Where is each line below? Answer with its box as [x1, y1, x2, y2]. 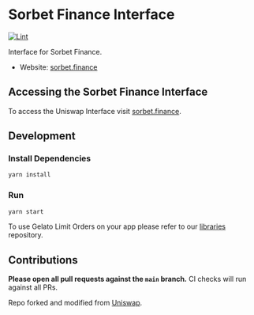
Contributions [8, 253, 78, 267]
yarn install [8, 171, 51, 179]
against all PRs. [8, 283, 58, 292]
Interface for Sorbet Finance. [8, 47, 103, 56]
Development [8, 129, 77, 143]
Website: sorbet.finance [19, 62, 98, 72]
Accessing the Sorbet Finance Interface [8, 85, 208, 99]
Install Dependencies [8, 153, 92, 164]
